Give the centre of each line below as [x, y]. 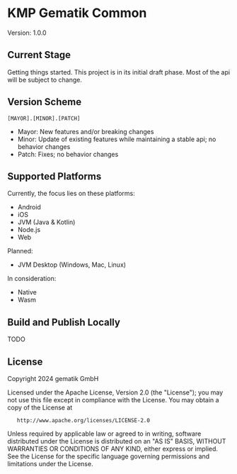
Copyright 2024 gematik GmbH [53, 379]
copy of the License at [40, 407]
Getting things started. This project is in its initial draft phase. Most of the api [119, 72]
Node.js [29, 230]
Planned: [20, 251]
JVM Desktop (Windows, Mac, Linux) [71, 265]
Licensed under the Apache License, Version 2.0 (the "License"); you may [115, 392]
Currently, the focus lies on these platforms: [71, 194]
